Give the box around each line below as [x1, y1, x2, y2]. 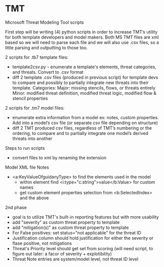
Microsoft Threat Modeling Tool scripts [5, 19, 84, 25]
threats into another [12, 135, 53, 141]
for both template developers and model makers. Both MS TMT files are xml [5, 34, 159, 40]
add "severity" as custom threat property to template [12, 219, 120, 225]
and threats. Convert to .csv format [12, 69, 84, 75]
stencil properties [12, 95, 48, 101]
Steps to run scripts [5, 145, 45, 151]
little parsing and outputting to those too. [5, 44, 88, 50]
